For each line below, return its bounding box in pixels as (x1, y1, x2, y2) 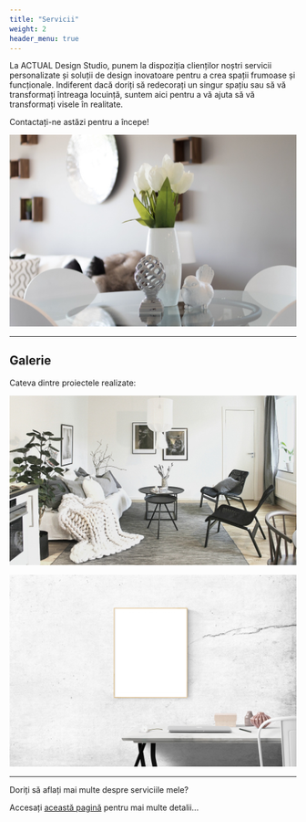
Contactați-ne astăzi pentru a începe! (9, 117, 149, 128)
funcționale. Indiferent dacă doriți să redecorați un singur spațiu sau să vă (9, 79, 287, 90)
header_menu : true (9, 34, 79, 43)
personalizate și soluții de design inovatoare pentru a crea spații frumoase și (9, 69, 296, 81)
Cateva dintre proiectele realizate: (9, 377, 137, 388)
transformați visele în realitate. (9, 99, 124, 110)
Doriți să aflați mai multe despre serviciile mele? (9, 784, 189, 795)
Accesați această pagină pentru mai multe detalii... (9, 802, 199, 813)
